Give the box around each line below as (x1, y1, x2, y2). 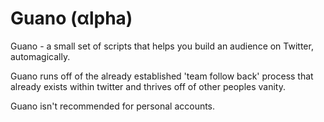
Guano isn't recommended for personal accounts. (10, 100, 216, 112)
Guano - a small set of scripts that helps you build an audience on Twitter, (10, 40, 314, 52)
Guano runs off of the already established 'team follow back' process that (10, 70, 314, 82)
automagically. (10, 50, 71, 62)
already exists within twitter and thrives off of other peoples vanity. (10, 80, 286, 92)
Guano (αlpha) (10, 7, 133, 30)
